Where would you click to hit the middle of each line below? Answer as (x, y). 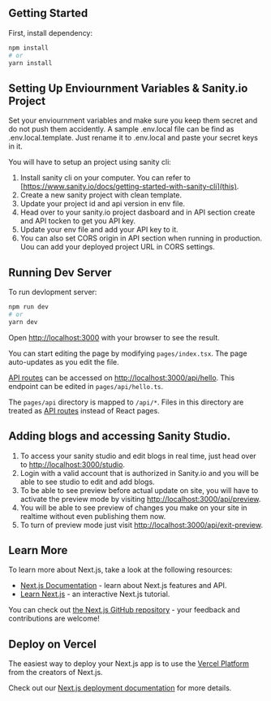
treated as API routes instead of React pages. (84, 410)
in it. (15, 146)
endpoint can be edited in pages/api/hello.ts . (86, 386)
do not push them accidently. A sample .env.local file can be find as (121, 129)
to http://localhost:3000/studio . (73, 464)
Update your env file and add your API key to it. (99, 230)
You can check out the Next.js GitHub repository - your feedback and (125, 610)
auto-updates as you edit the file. (64, 361)
